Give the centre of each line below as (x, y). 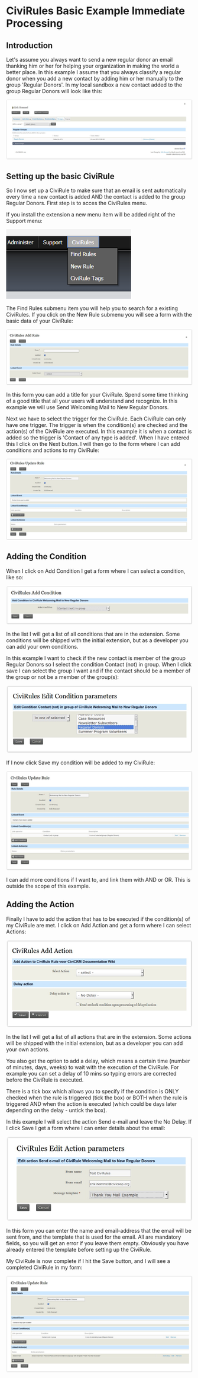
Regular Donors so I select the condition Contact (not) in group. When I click (99, 664)
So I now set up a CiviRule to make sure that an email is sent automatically (96, 190)
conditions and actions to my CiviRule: (53, 450)
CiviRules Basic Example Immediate (95, 11)
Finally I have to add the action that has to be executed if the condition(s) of (98, 919)
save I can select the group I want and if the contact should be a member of (98, 671)
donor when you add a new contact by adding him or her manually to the (95, 79)
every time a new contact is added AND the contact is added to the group (96, 197)
